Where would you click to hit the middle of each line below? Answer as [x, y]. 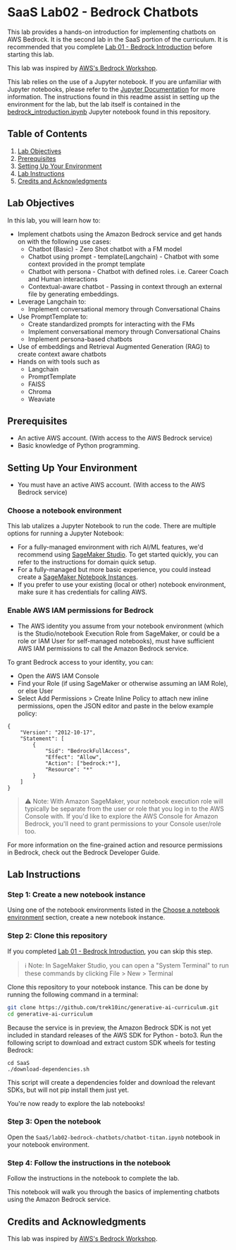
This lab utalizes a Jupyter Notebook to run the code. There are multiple [112, 526]
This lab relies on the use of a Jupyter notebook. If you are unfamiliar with [114, 81]
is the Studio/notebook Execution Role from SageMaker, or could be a [118, 633]
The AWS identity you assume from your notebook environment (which [120, 626]
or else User [35, 691]
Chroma [39, 391]
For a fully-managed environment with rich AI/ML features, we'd [110, 547]
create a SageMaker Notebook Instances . [78, 577]
